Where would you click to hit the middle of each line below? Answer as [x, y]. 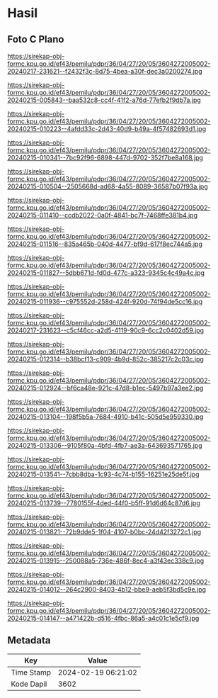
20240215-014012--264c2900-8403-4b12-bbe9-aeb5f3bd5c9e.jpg [107, 589]
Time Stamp [31, 672]
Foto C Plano [36, 39]
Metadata [29, 640]
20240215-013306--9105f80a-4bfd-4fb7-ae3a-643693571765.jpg [105, 445]
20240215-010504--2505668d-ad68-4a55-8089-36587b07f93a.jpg [108, 186]
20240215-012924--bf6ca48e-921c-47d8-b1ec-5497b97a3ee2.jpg [105, 388]
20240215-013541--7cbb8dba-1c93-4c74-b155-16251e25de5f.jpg [103, 474]
